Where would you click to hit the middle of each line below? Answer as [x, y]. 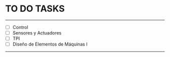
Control [20, 27]
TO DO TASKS [35, 9]
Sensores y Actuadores [37, 33]
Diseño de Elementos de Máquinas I [50, 44]
